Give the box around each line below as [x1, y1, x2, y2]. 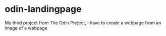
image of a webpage [5, 25, 47, 31]
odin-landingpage [5, 3, 82, 15]
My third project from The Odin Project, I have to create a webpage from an [5, 20, 161, 26]
